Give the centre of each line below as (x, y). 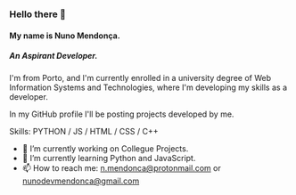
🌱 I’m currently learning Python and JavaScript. (109, 158)
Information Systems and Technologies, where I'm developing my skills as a (148, 87)
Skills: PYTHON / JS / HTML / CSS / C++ (84, 132)
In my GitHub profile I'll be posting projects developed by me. (122, 114)
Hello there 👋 (38, 14)
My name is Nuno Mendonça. (65, 36)
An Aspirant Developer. (53, 56)
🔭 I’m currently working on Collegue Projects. (105, 149)
